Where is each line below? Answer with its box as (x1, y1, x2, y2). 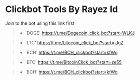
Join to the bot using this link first (5, 20, 75, 26)
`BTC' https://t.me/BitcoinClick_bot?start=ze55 (25, 59, 122, 65)
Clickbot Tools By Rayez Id (5, 4, 118, 15)
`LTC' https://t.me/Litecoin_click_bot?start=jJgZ (25, 39, 124, 46)
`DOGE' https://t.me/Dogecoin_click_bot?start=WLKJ (25, 30, 135, 36)
